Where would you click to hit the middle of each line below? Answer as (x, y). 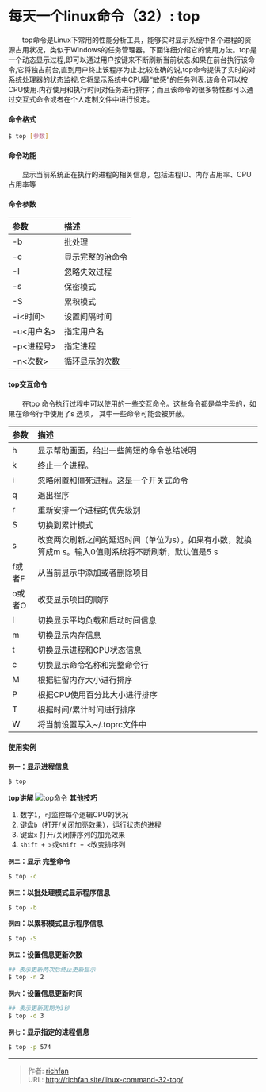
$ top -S (23, 939)
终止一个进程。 (65, 465)
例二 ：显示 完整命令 (40, 861)
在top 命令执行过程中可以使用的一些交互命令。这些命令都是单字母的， (136, 403)
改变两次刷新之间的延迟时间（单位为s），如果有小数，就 (141, 539)
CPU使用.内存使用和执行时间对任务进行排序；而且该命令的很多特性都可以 (127, 89)
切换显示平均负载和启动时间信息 (97, 620)
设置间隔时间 (88, 317)
